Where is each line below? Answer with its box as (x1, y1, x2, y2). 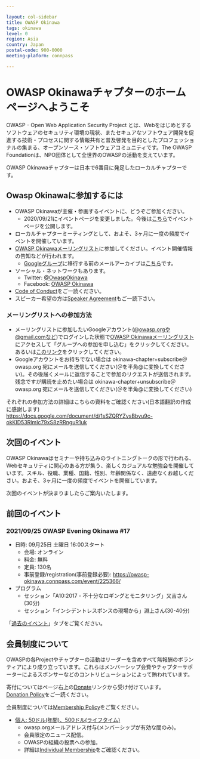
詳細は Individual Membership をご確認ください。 (23, 746, 143, 754)
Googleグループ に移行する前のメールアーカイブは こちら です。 (23, 260, 177, 267)
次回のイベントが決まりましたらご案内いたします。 (6, 489, 131, 496)
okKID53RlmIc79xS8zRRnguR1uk (6, 418, 88, 425)
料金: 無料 (23, 556, 48, 563)
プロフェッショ (157, 136, 195, 143)
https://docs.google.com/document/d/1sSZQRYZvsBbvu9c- (6, 412, 153, 419)
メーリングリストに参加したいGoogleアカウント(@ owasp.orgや (14, 326, 171, 333)
